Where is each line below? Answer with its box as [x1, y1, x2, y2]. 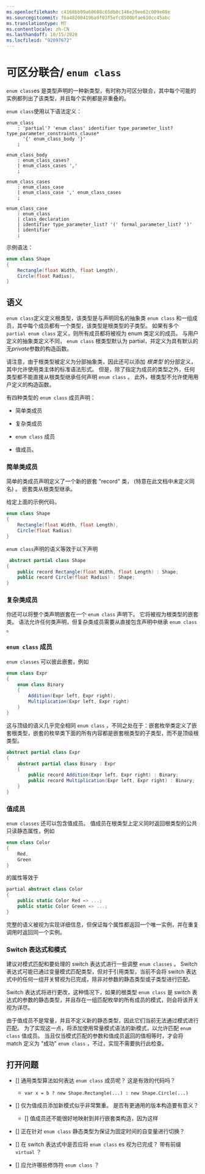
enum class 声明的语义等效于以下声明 [6, 545, 98, 552]
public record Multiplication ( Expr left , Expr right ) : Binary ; [28, 778, 195, 784]
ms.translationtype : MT [6, 20, 67, 26]
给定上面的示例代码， [6, 498, 60, 506]
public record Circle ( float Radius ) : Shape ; [17, 574, 135, 581]
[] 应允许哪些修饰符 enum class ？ [15, 1161, 99, 1168]
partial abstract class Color [6, 886, 84, 893]
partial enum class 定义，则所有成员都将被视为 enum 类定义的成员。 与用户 [6, 330, 199, 337]
